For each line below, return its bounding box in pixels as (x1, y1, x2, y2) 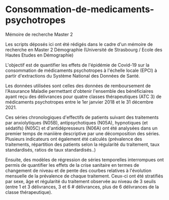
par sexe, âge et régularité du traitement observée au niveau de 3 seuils (5, 178, 156, 184)
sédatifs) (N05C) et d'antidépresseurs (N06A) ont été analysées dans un (5, 125, 158, 131)
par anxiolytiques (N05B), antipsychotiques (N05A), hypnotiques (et (5, 119, 148, 126)
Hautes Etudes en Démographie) (5, 52, 74, 58)
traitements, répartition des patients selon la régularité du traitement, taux (5, 141, 160, 147)
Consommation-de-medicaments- (5, 4, 154, 15)
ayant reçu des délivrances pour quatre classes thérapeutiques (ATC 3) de (5, 93, 162, 99)
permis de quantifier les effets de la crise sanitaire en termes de (5, 162, 139, 168)
